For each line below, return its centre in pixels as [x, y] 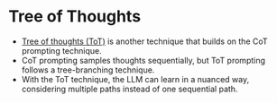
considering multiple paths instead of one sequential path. [129, 89]
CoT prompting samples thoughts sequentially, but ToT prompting [143, 60]
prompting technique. [61, 50]
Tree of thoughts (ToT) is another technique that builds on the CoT [144, 41]
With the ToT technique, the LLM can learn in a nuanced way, [135, 79]
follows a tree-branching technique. [88, 70]
